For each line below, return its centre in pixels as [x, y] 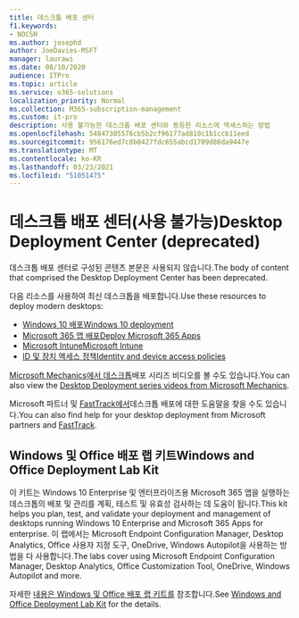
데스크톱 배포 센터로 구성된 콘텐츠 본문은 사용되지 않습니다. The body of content [149, 268]
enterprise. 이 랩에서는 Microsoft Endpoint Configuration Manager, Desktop [146, 534]
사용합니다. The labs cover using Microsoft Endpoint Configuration [155, 556]
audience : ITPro [39, 76]
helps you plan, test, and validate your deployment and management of [140, 514]
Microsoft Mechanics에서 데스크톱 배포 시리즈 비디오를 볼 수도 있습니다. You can [149, 375]
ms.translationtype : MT [54, 150]
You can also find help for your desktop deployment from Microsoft [142, 415]
